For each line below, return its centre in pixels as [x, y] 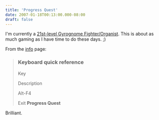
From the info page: [26, 49]
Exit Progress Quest [39, 103]
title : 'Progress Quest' [32, 10]
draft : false [19, 19]
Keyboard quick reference [51, 63]
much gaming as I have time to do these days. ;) [56, 39]
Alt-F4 [24, 93]
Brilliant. [14, 113]
